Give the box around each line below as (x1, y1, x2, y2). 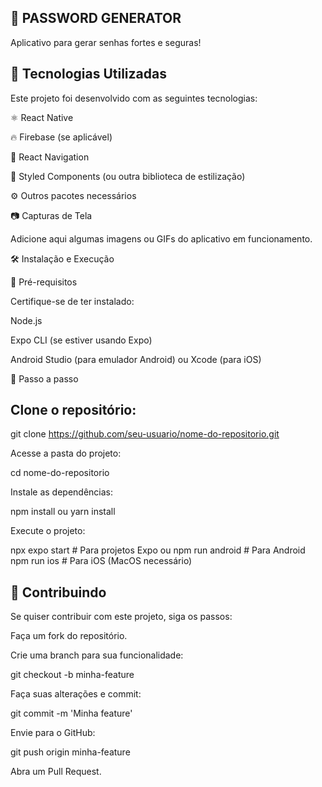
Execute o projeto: (10, 525, 86, 537)
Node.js (10, 314, 43, 326)
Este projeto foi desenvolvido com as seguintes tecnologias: (10, 92, 258, 104)
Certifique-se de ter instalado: (10, 295, 135, 307)
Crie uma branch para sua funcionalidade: (10, 649, 184, 661)
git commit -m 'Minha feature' (10, 707, 133, 720)
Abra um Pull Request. (10, 766, 102, 778)
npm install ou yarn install (10, 506, 116, 518)
